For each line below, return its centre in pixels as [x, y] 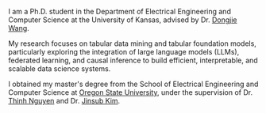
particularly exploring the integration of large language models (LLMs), [124, 52]
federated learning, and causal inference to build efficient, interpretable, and [133, 60]
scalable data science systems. [60, 69]
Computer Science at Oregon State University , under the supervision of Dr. [130, 92]
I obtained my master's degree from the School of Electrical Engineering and [133, 84]
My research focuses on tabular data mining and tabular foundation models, [132, 43]
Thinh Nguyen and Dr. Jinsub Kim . [64, 101]
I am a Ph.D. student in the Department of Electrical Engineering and [120, 11]
